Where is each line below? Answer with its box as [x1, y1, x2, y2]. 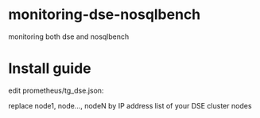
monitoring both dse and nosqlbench [8, 32, 130, 41]
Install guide [8, 59, 91, 78]
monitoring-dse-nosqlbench [8, 6, 201, 24]
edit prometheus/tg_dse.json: [8, 86, 104, 95]
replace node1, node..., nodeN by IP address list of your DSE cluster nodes [8, 101, 252, 110]
